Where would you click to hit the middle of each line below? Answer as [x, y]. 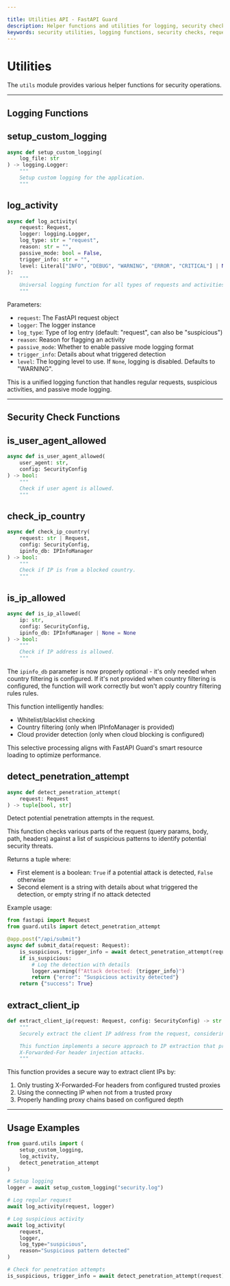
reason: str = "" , [46, 247]
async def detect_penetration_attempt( [64, 792]
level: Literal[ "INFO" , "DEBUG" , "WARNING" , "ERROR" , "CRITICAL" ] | [119, 266]
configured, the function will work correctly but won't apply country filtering [114, 686]
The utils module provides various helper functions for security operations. [115, 85]
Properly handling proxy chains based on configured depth [100, 1100]
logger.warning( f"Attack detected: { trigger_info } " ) [108, 971]
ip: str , [32, 620]
